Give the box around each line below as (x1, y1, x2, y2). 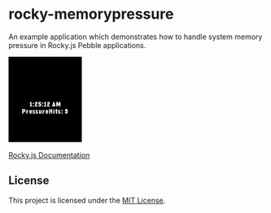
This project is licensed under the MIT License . (8, 195, 166, 205)
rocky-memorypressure (8, 5, 174, 24)
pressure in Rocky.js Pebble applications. (8, 40, 146, 50)
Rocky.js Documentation (8, 150, 90, 159)
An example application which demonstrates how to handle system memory (8, 32, 263, 41)
